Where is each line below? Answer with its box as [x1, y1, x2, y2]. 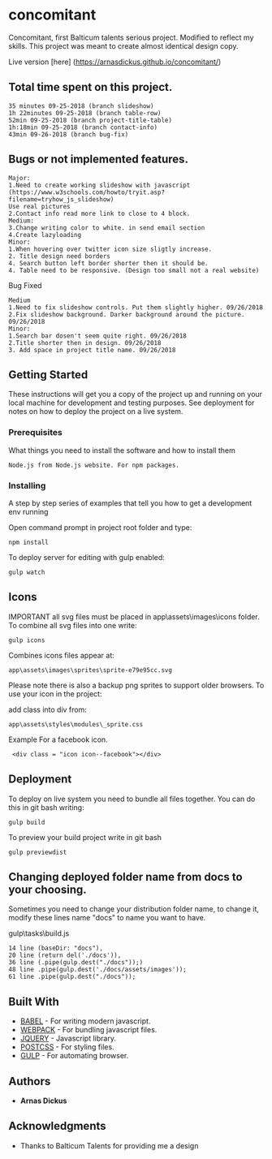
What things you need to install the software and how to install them [8, 445, 235, 455]
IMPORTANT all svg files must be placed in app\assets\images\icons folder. [8, 611, 260, 622]
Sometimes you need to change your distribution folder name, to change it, [8, 904, 260, 914]
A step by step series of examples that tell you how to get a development [8, 498, 253, 508]
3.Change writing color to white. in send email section [8, 223, 205, 232]
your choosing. [8, 882, 87, 896]
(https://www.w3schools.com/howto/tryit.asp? [8, 188, 165, 196]
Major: [8, 174, 31, 182]
